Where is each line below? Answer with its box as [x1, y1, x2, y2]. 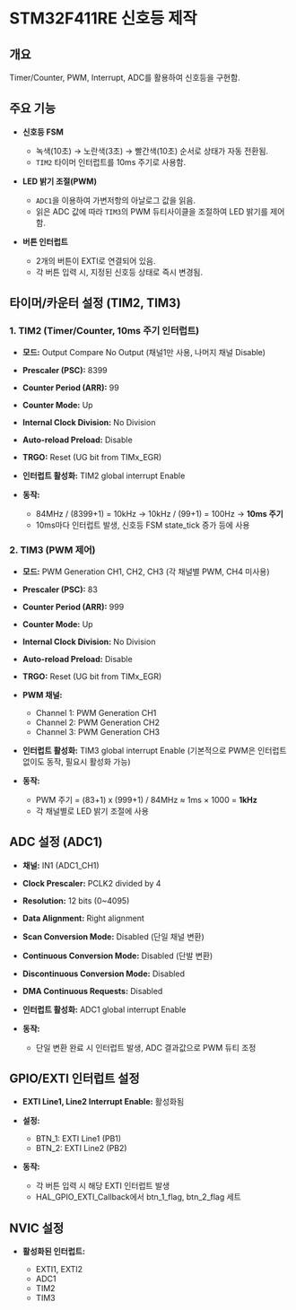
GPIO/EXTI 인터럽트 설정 [9, 1071, 140, 1086]
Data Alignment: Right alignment [22, 913, 145, 923]
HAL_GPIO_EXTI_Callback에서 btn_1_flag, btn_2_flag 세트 [35, 1192, 242, 1202]
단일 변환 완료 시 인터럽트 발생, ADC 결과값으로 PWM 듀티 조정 [35, 1042, 257, 1052]
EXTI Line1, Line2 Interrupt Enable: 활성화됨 [22, 1096, 185, 1107]
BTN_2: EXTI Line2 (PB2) [35, 1143, 127, 1154]
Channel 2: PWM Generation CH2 [35, 717, 160, 728]
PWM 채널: [22, 689, 63, 700]
